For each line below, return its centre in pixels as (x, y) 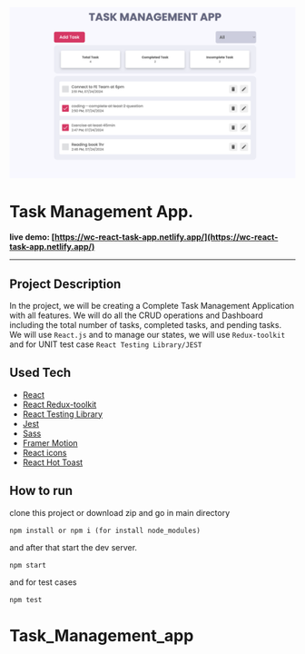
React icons (44, 452)
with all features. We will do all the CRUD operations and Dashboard (136, 315)
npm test (26, 599)
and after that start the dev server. (74, 547)
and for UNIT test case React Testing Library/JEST (106, 344)
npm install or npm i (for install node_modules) (105, 530)
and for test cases (43, 582)
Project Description (65, 284)
